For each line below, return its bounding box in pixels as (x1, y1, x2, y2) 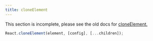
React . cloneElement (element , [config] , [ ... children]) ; (5, 30, 124, 35)
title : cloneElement (5, 7, 48, 12)
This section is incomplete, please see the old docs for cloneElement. (5, 21, 148, 27)
